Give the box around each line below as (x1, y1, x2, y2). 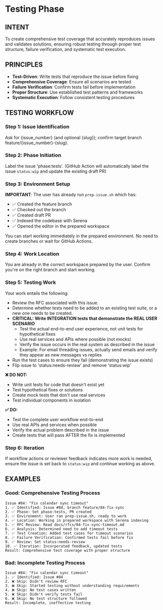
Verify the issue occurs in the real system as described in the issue (19, 341, 155, 347)
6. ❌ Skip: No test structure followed (5, 596, 87, 601)
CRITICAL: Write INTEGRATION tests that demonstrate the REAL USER (12, 315, 158, 321)
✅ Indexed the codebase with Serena (12, 218, 88, 224)
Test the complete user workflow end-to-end (12, 416, 103, 422)
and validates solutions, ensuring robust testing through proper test (5, 41, 141, 47)
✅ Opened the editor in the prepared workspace (12, 223, 110, 229)
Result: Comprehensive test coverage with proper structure (5, 548, 131, 553)
